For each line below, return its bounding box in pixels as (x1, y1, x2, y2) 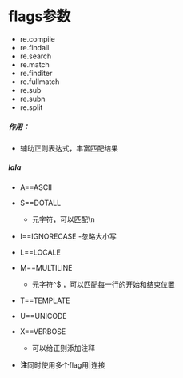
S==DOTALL (19, 198, 62, 207)
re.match (19, 59, 50, 69)
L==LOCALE (19, 247, 62, 257)
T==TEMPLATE (19, 296, 70, 305)
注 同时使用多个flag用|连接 (19, 360, 105, 369)
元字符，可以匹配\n (31, 214, 95, 224)
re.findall (19, 42, 50, 52)
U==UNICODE (19, 311, 67, 320)
